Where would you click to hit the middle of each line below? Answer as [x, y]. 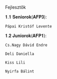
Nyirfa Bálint [20, 71]
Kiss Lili [15, 62]
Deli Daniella [20, 54]
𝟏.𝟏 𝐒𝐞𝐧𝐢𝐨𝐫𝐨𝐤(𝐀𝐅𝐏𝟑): [26, 17]
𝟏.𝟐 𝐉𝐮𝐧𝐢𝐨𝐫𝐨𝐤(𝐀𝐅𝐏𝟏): [26, 35]
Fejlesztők [16, 7]
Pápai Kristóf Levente [28, 26]
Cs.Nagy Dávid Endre [27, 45]
